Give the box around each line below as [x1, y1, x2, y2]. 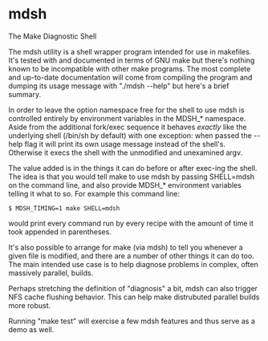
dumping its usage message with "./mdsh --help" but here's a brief [8, 81, 229, 91]
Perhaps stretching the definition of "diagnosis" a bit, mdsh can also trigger [8, 283, 258, 293]
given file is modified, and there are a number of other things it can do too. [8, 250, 254, 261]
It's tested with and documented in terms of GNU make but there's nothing [8, 55, 255, 65]
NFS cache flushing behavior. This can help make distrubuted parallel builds [8, 292, 260, 302]
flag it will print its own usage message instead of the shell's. [24, 139, 226, 148]
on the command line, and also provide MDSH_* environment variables [8, 180, 242, 189]
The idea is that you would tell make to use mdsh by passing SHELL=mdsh [8, 172, 255, 181]
